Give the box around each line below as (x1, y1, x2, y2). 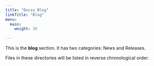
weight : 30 (14, 26, 38, 31)
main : (10, 21, 22, 27)
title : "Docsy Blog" (5, 7, 49, 13)
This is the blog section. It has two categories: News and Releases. (5, 45, 146, 51)
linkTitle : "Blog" (5, 12, 44, 17)
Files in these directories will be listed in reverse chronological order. (5, 55, 149, 61)
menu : (5, 17, 17, 22)
